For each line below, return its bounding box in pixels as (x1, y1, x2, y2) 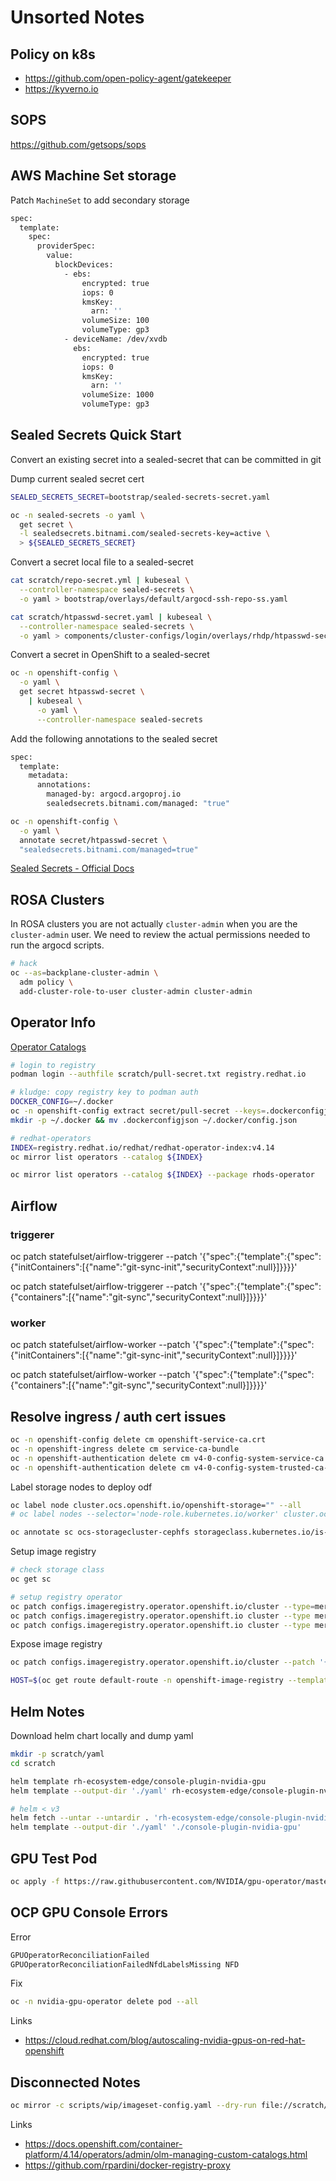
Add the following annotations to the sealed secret (10, 732, 218, 745)
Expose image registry (10, 1638, 103, 1650)
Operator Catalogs (10, 1041, 87, 1053)
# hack (10, 959, 38, 969)
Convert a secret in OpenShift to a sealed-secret (10, 649, 210, 661)
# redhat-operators (10, 1133, 92, 1143)
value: (46, 251, 74, 261)
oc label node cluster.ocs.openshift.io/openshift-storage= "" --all (10, 1500, 302, 1510)
